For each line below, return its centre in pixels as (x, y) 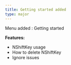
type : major (17, 14)
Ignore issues (26, 57)
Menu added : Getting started (35, 28)
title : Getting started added (36, 10)
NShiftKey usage (29, 47)
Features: (15, 38)
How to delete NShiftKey (37, 52)
